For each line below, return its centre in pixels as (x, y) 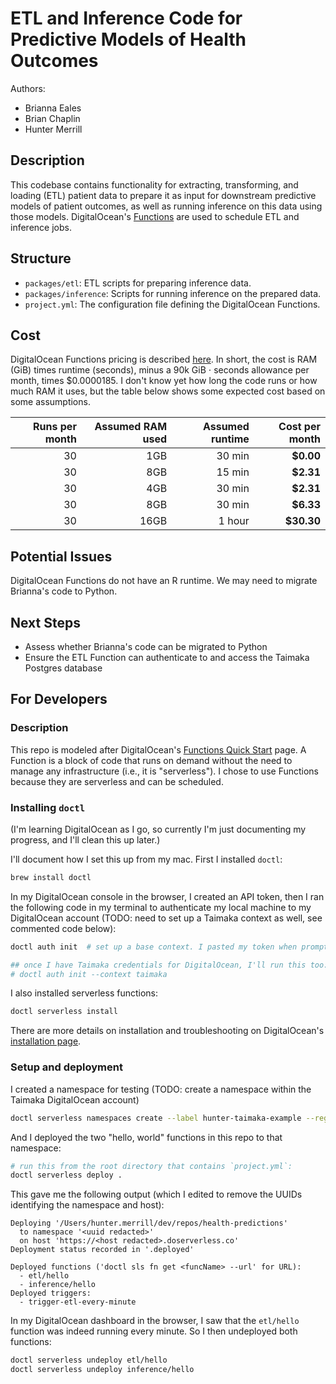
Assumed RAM (131, 427)
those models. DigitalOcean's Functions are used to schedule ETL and (155, 216)
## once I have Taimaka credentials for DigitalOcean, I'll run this (158, 965)
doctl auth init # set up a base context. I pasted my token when (154, 947)
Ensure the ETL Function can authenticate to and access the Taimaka (167, 657)
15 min (233, 472)
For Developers (59, 699)
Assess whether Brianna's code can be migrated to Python (146, 646)
